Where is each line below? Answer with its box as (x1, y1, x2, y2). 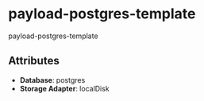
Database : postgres (19, 75, 86, 84)
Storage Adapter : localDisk (19, 84, 110, 93)
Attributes (8, 54, 60, 68)
